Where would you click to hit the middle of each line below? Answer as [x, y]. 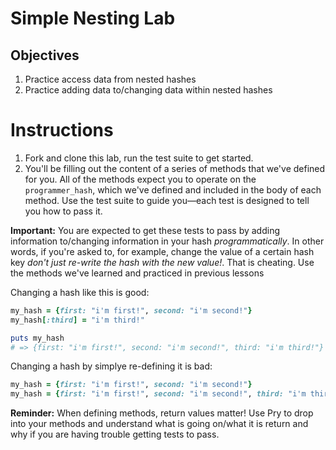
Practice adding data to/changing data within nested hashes [148, 90]
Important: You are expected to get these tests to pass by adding [145, 230]
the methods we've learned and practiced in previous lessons [137, 273]
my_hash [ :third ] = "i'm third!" [77, 320]
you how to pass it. [63, 211]
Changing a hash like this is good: [80, 292]
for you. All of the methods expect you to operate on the [140, 179]
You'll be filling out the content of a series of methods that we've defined [175, 168]
